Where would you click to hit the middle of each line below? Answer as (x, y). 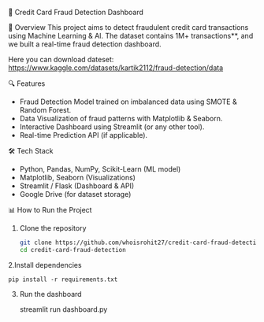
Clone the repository (53, 228)
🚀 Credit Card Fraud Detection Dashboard (76, 12)
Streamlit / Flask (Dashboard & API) (77, 186)
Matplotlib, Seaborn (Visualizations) (78, 178)
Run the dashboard (50, 294)
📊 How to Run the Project (50, 210)
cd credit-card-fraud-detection (73, 250)
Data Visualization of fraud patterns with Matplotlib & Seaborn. (121, 118)
